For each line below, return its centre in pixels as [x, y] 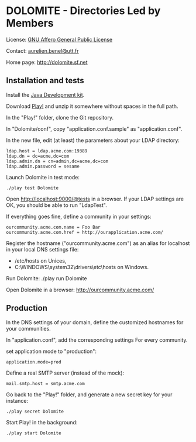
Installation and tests [45, 81]
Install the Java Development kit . [45, 94]
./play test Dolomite [32, 188]
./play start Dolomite [34, 433]
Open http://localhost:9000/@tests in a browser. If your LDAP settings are [95, 199]
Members [30, 23]
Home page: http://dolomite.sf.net [47, 62]
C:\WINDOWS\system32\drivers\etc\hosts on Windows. [82, 267]
